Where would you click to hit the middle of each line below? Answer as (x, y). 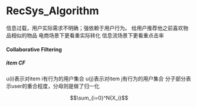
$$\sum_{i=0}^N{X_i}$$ (99, 98)
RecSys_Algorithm (52, 11)
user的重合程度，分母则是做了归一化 (55, 86)
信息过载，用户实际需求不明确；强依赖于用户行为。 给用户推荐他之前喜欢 (95, 28)
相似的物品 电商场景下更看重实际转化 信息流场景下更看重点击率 (87, 35)
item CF (16, 63)
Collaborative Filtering (34, 49)
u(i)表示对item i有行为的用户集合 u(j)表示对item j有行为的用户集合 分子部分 (96, 79)
